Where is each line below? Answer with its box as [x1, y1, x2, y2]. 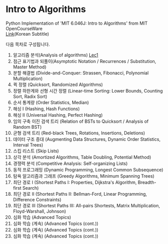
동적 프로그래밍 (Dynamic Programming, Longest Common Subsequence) [13, 167, 163, 173]
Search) [22, 185, 39, 191]
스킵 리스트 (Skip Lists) [13, 147, 59, 154]
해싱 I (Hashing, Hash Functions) [13, 106, 80, 112]
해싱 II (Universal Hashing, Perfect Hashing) [13, 112, 103, 118]
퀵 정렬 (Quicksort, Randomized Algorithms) [13, 82, 103, 88]
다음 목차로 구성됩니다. [6, 41, 50, 47]
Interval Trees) [13, 142, 44, 148]
